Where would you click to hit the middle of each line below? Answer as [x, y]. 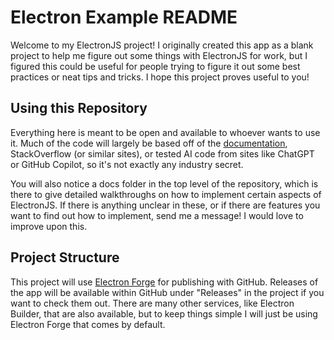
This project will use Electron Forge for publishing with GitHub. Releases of [164, 282]
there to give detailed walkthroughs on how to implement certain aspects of [166, 194]
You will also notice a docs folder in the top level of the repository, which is [164, 183]
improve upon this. [49, 226]
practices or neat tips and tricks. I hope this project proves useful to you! [160, 77]
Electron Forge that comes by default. [88, 324]
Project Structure [65, 257]
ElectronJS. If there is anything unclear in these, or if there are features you [165, 205]
